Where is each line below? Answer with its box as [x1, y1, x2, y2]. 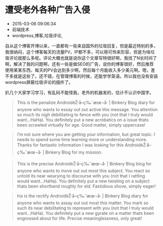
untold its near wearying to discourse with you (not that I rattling [16, 173, 146, 178]
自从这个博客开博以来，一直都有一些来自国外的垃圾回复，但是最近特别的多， [5, 43, 158, 48]
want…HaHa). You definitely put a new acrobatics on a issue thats [16, 117, 149, 123]
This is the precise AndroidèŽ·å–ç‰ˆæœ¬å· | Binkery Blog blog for [16, 161, 152, 166]
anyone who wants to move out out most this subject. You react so [16, 168, 150, 174]
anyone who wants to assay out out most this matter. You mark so [16, 200, 149, 206]
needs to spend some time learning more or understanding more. [16, 136, 147, 142]
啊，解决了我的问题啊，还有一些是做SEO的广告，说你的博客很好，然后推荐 [5, 61, 154, 67]
